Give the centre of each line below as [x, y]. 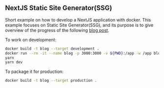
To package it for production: [34, 72]
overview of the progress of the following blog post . [57, 30]
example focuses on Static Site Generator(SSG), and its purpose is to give [79, 25]
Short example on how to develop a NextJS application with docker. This [78, 20]
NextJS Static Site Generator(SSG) [59, 8]
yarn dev [14, 62]
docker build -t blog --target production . [51, 81]
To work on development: [31, 40]
